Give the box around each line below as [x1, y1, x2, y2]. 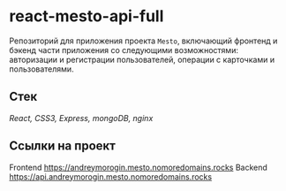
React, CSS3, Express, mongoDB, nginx [9, 112, 154, 123]
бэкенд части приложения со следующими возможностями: [9, 44, 238, 55]
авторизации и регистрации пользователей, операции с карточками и [9, 54, 275, 65]
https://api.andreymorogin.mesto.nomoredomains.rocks [9, 171, 213, 182]
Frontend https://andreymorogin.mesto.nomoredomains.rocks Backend [9, 162, 267, 172]
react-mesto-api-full [9, 6, 164, 27]
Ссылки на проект [9, 139, 117, 154]
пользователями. [9, 64, 74, 74]
